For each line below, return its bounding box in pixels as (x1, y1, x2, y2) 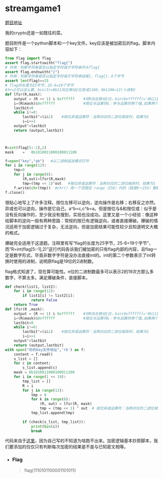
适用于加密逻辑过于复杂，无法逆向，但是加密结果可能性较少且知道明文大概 (9, 223, 158, 229)
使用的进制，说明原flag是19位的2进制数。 (13, 258, 96, 264)
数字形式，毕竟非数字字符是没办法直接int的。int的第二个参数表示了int (13, 252, 152, 258)
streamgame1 (5, 3, 61, 14)
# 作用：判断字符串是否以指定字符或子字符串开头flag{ (5, 65, 100, 70)
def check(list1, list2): (5, 284, 57, 289)
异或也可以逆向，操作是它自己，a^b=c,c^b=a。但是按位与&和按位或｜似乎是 (5, 206, 157, 211)
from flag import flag (5, 56, 51, 61)
